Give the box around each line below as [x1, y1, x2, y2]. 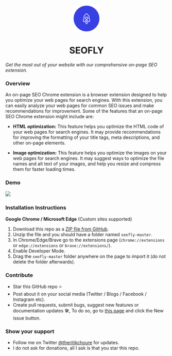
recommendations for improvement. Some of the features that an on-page [5, 108, 163, 114]
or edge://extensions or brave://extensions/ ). [12, 242, 112, 248]
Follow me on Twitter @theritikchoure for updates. [12, 340, 119, 346]
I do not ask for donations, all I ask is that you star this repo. [12, 345, 140, 351]
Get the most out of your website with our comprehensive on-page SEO [5, 61, 158, 67]
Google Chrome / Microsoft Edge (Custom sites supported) [5, 216, 132, 222]
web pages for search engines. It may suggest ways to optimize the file [12, 155, 165, 162]
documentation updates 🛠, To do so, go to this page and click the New [12, 308, 164, 314]
